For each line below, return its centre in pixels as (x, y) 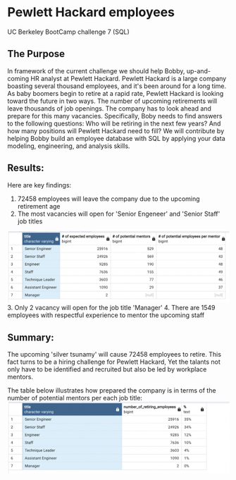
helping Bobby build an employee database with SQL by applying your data (116, 138)
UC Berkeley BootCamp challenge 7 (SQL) (69, 32)
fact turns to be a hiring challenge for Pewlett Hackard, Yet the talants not (114, 362)
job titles (30, 221)
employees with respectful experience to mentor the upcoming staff (106, 315)
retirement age (39, 206)
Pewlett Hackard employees (91, 12)
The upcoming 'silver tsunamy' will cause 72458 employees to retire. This (114, 355)
